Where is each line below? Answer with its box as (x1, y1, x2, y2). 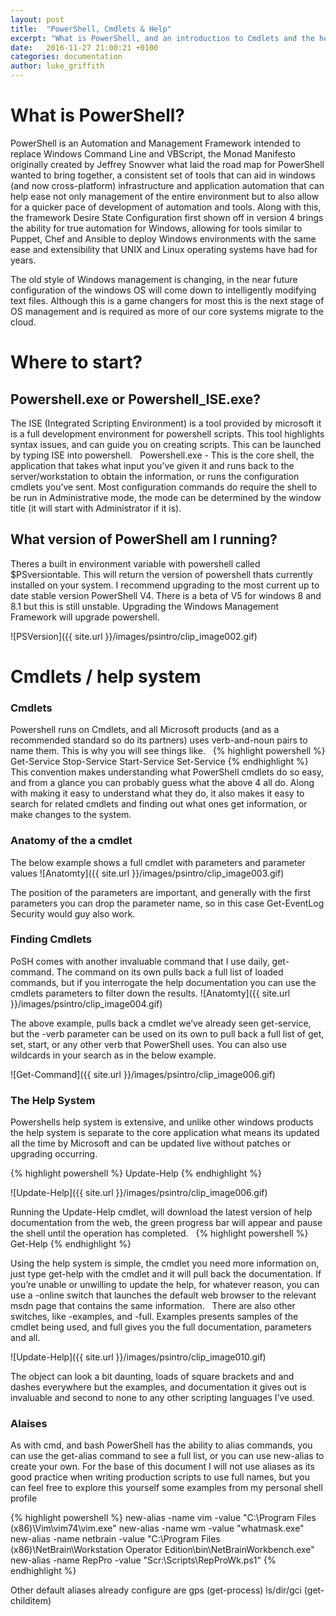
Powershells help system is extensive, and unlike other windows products (10, 1116, 314, 1128)
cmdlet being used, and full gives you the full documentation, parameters (10, 1321, 312, 1333)
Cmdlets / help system (10, 665, 202, 688)
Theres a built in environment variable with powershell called (10, 557, 261, 570)
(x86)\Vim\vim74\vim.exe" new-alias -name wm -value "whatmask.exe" (10, 1522, 305, 1535)
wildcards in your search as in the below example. (10, 1049, 217, 1061)
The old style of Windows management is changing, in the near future (10, 273, 298, 285)
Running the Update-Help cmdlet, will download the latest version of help (10, 1206, 313, 1218)
